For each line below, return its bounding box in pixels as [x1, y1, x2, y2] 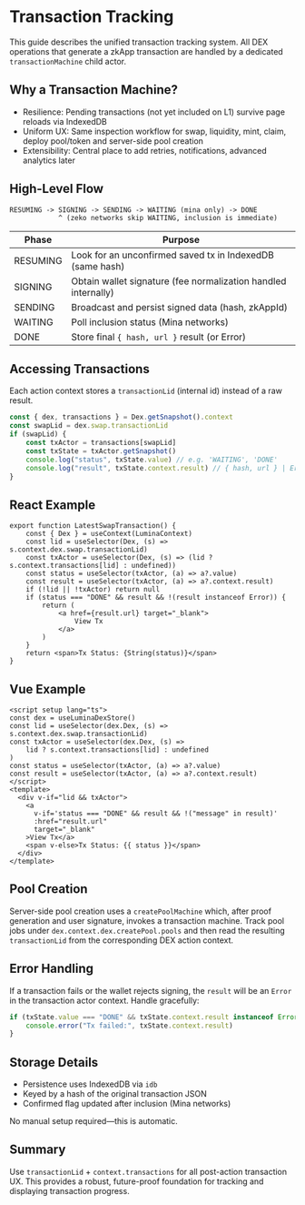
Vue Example [9, 681, 86, 697]
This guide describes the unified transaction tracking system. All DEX [9, 36, 269, 47]
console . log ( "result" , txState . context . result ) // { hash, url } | [25, 463, 286, 472]
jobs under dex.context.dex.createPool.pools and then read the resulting [9, 925, 286, 936]
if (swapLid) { [9, 430, 67, 439]
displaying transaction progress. [9, 1185, 130, 1196]
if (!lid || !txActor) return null [25, 585, 161, 594]
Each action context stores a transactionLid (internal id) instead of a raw [9, 385, 283, 397]
